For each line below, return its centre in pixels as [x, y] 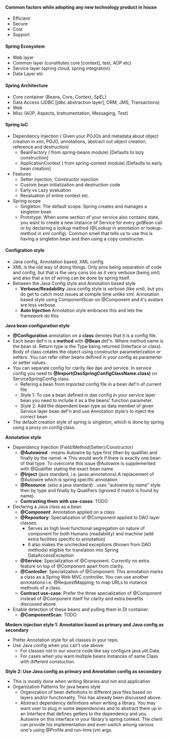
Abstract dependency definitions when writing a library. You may [88, 703]
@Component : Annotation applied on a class [67, 512]
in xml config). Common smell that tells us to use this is [95, 233]
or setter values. [30, 363]
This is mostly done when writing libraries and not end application [81, 682]
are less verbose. [38, 305]
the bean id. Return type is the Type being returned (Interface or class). [87, 347]
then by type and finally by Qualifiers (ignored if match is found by [89, 491]
